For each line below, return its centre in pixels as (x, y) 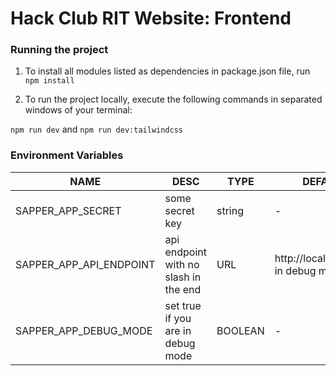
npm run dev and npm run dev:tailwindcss (96, 129)
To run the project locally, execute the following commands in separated (173, 99)
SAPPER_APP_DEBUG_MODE (84, 330)
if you (178, 318)
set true (183, 305)
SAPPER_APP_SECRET (68, 210)
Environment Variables (67, 155)
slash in (183, 277)
